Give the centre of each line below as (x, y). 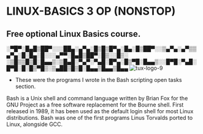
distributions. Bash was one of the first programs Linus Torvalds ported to (100, 118)
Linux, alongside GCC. (35, 124)
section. (25, 86)
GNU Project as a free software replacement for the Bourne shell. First (95, 105)
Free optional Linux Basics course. (74, 34)
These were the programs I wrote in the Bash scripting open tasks (98, 80)
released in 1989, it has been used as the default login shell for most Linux (100, 111)
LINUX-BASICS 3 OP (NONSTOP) (91, 11)
